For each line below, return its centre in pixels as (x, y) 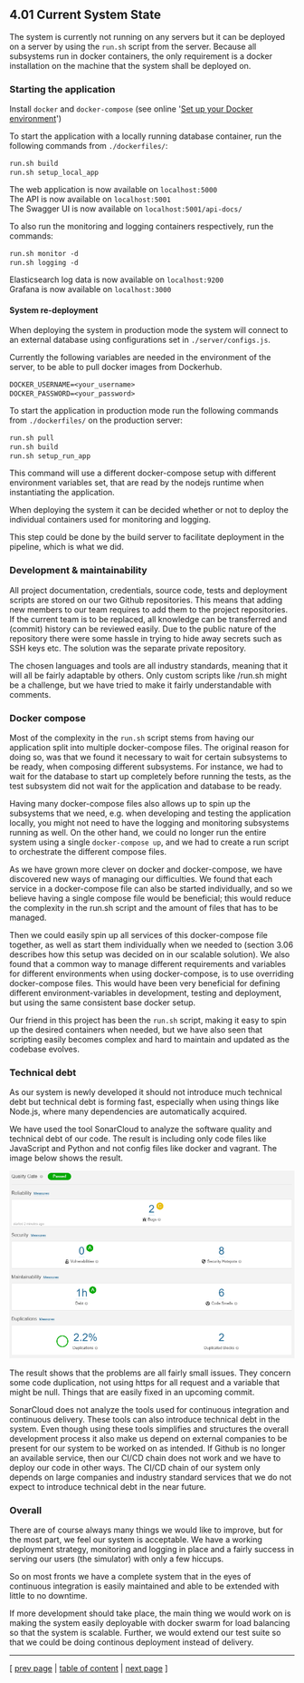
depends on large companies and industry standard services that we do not (151, 1477)
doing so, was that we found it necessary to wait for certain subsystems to (148, 757)
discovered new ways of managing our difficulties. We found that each (141, 878)
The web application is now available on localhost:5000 (114, 190)
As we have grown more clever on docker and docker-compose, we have (146, 869)
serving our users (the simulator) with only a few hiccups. (117, 1559)
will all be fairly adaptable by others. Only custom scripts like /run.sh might (148, 675)
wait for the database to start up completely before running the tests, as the (150, 776)
